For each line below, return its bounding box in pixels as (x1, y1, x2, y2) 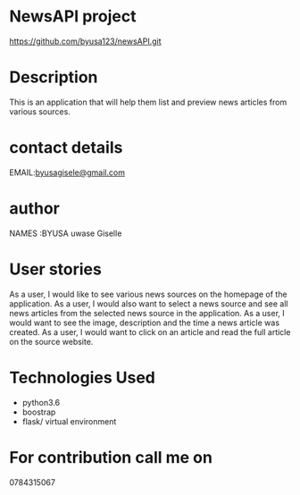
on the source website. (9, 336, 94, 347)
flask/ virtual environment (21, 415, 117, 426)
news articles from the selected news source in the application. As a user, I (9, 307, 286, 318)
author (9, 198, 61, 218)
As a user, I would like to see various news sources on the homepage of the (9, 289, 287, 299)
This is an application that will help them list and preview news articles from (9, 96, 287, 107)
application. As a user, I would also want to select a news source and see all (9, 298, 288, 309)
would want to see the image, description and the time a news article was (9, 317, 279, 328)
